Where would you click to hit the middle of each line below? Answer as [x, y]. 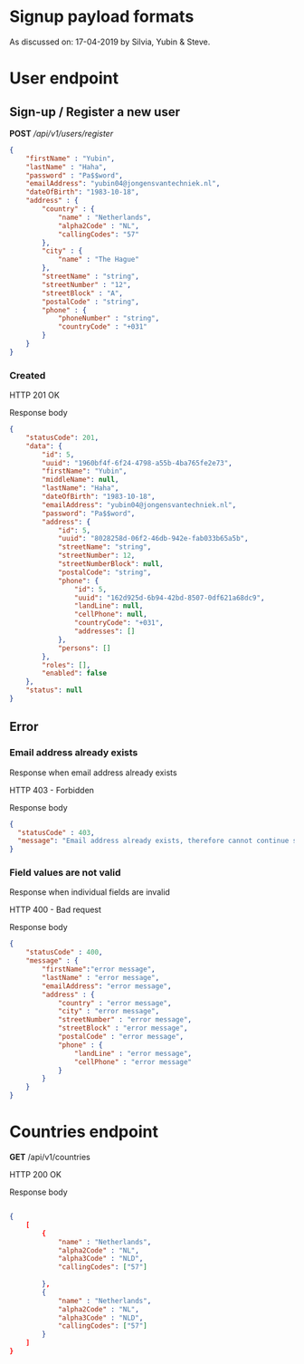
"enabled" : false [74, 673]
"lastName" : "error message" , [101, 977]
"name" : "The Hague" [99, 260]
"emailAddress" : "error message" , [107, 986]
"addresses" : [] [104, 631]
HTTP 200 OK [35, 1175]
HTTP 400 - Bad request [56, 910]
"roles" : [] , [66, 665]
